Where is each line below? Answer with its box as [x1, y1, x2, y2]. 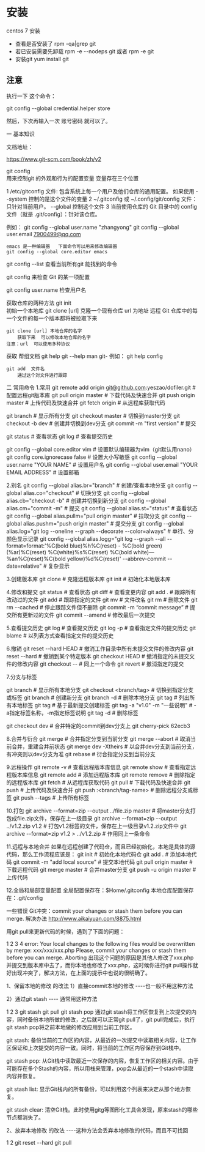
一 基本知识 [6, 130, 35, 138]
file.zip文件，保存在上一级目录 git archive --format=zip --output [16, 814, 178, 822]
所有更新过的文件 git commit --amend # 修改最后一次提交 [11, 611, 156, 619]
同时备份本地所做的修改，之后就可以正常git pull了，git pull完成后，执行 [16, 1016, 195, 1023]
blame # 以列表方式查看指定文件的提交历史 [6, 631, 114, 639]
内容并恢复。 [6, 1072, 38, 1080]
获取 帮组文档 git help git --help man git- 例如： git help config [6, 352, 164, 360]
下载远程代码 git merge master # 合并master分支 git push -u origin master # [6, 866, 196, 873]
